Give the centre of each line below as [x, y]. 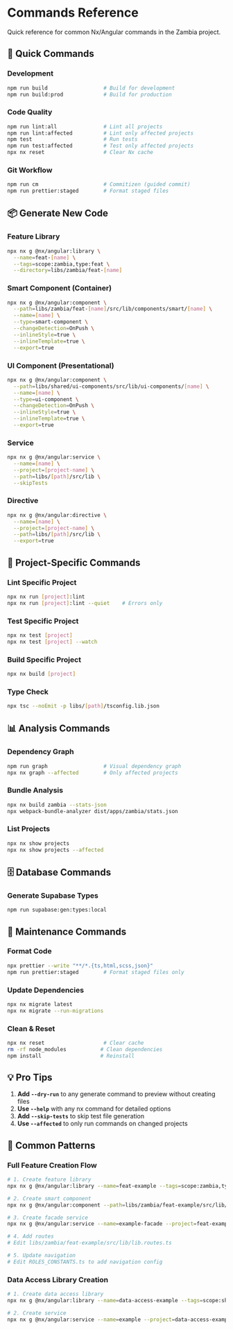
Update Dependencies [46, 990]
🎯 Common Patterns [51, 1145]
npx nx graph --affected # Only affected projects [93, 773]
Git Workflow [30, 170]
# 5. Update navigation [42, 1256]
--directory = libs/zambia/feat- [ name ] [68, 271]
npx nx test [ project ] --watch [52, 642]
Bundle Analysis [35, 790]
